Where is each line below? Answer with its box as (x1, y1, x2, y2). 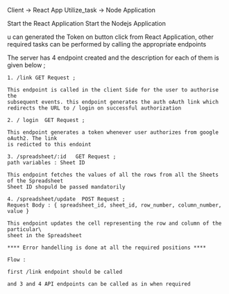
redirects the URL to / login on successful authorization (7, 105, 182, 112)
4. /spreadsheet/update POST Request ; (7, 196, 126, 202)
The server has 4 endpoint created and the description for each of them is (7, 53, 220, 62)
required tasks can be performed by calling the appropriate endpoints (7, 40, 207, 48)
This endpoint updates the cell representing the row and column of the (7, 220, 222, 227)
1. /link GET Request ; (7, 74, 76, 81)
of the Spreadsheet (7, 178, 64, 184)
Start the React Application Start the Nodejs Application (7, 19, 167, 27)
